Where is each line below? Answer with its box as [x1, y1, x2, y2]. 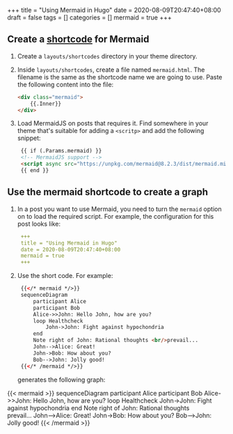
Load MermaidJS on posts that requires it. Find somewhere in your [17, 119, 209, 127]
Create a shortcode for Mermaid [7, 33, 150, 45]
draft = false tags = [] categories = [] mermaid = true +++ [7, 13, 172, 22]
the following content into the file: [17, 80, 114, 88]
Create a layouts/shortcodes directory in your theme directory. [17, 52, 198, 60]
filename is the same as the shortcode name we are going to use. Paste [17, 72, 223, 81]
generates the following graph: [17, 375, 106, 384]
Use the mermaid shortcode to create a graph [7, 186, 209, 198]
